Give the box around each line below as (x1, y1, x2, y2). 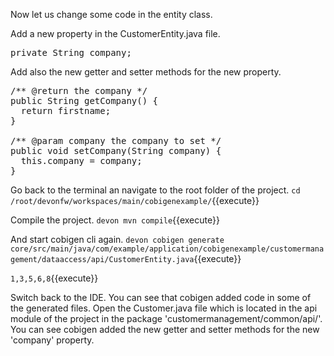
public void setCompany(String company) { (10, 145, 222, 156)
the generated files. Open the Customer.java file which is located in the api (10, 302, 318, 314)
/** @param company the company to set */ (10, 135, 222, 146)
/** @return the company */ (10, 85, 148, 96)
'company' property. (10, 334, 95, 346)
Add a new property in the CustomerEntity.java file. (10, 28, 221, 39)
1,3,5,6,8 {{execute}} (10, 272, 99, 284)
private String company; (10, 47, 132, 58)
